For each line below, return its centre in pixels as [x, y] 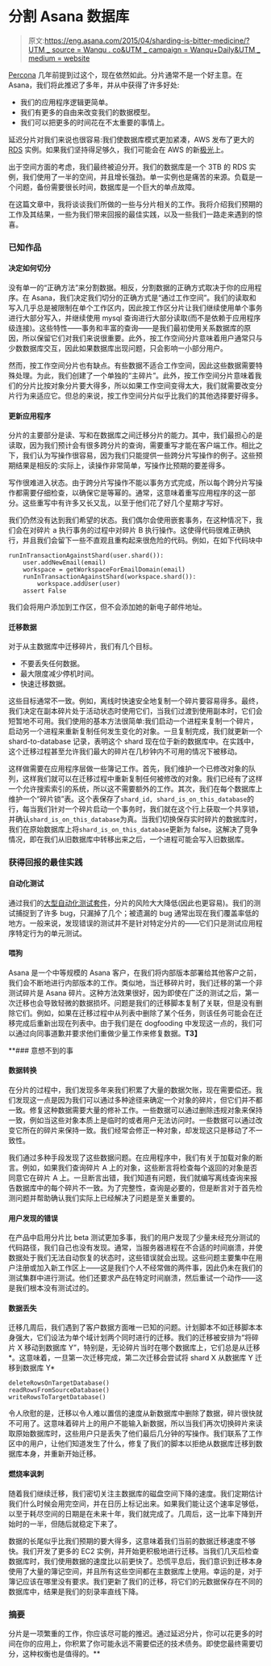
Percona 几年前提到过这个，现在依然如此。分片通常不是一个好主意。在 [126, 74]
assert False [45, 591]
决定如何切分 [29, 268]
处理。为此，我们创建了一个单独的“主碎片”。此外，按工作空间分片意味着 [135, 376]
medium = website [59, 58]
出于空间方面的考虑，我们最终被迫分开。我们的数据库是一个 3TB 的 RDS [128, 167]
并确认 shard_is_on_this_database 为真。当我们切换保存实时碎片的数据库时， [135, 819]
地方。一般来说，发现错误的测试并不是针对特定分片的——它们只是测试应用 [132, 923]
